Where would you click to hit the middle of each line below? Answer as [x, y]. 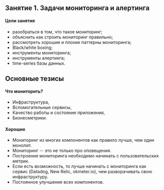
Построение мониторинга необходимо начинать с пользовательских [85, 156]
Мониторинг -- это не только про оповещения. [62, 151]
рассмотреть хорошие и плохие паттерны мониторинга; [72, 42]
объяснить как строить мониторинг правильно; [62, 37]
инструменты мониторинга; [41, 53]
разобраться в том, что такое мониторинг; [57, 32]
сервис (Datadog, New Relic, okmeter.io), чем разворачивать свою [82, 172]
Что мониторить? [24, 91]
